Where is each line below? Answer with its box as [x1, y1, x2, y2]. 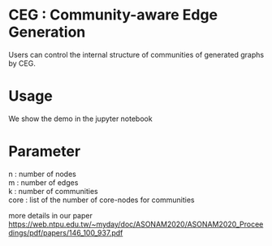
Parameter [8, 142, 81, 161]
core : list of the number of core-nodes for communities [8, 195, 195, 205]
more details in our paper [8, 210, 93, 220]
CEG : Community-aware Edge [8, 6, 218, 24]
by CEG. [8, 58, 37, 68]
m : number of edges [8, 177, 79, 188]
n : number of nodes [8, 169, 77, 179]
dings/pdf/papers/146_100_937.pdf [8, 227, 123, 237]
